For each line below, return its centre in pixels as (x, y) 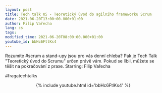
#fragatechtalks (21, 76)
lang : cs (14, 28)
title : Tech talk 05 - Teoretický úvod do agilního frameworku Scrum (79, 14)
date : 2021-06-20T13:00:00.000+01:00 (44, 19)
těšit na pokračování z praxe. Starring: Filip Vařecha (58, 66)
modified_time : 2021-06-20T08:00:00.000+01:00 (54, 37)
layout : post (19, 10)
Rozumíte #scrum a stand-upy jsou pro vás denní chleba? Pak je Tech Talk (81, 56)
